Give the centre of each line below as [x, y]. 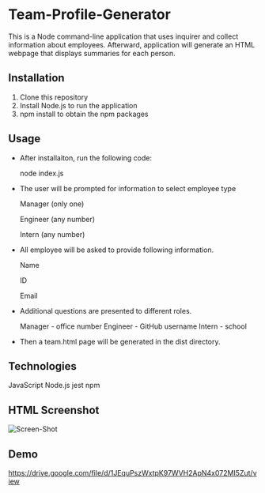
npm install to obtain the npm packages [84, 114]
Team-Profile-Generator [90, 15]
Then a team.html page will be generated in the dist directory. [120, 341]
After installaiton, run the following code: [86, 158]
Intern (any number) [52, 234]
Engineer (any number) [57, 219]
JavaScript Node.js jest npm [54, 386]
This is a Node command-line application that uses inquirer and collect [123, 36]
